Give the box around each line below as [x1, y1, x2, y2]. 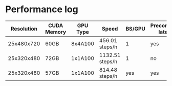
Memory [45, 28, 67, 35]
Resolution [10, 25, 37, 32]
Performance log [5, 4, 78, 15]
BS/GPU [125, 25, 146, 32]
